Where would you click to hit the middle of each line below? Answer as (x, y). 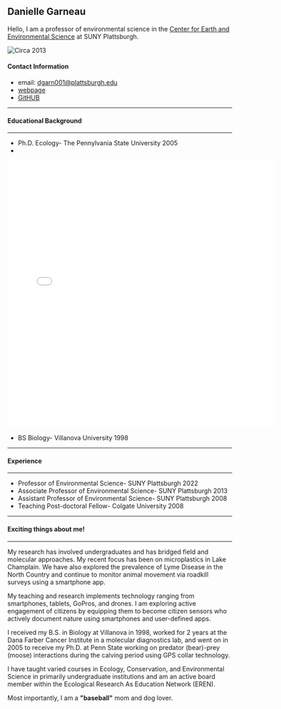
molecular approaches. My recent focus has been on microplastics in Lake (117, 559)
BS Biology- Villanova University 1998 (73, 438)
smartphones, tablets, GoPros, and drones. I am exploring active (102, 603)
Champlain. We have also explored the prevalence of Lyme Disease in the (115, 566)
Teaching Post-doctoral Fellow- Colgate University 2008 (101, 506)
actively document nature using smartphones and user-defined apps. (109, 619)
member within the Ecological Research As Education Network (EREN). (112, 684)
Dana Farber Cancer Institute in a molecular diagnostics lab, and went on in (118, 640)
